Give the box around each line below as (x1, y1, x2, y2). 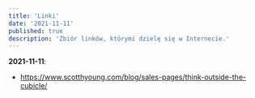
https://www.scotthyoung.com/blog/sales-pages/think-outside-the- (19, 72, 247, 82)
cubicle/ (19, 81, 48, 91)
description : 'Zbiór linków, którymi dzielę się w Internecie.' (8, 34, 230, 43)
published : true (8, 27, 63, 35)
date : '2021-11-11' (8, 19, 74, 28)
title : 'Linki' (8, 11, 60, 20)
